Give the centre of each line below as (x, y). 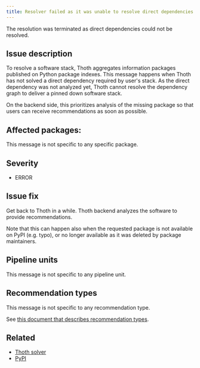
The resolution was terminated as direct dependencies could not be (90, 29)
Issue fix (22, 197)
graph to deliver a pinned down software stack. (64, 94)
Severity (22, 163)
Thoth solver (30, 352)
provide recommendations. (39, 217)
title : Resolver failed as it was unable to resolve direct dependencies (100, 12)
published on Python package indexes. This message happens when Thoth (99, 75)
